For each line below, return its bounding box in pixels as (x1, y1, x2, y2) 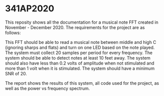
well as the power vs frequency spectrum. (5, 85, 90, 91)
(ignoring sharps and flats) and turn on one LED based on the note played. (5, 44, 155, 50)
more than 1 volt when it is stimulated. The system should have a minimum (5, 65, 155, 71)
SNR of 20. (5, 70, 27, 76)
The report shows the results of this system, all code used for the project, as (5, 80, 159, 86)
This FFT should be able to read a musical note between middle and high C (5, 39, 157, 45)
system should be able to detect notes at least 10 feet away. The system (5, 55, 151, 61)
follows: (5, 30, 21, 35)
